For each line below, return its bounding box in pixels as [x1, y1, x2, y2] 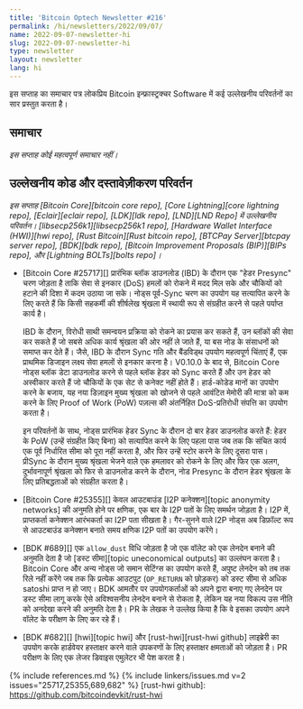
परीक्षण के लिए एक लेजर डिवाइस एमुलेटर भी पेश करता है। [22, 651, 186, 663]
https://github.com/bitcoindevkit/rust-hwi [9, 689, 163, 700]
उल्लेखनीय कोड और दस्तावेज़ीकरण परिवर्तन [9, 176, 192, 191]
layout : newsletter [9, 55, 83, 64]
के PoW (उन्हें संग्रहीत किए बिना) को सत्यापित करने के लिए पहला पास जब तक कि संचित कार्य [22, 435, 287, 447]
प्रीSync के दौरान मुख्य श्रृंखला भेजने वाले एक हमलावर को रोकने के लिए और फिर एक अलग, [22, 456, 280, 466]
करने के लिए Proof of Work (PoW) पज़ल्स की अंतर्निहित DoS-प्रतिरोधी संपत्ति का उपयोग [22, 397, 289, 408]
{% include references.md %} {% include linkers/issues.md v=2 [9, 669, 246, 681]
